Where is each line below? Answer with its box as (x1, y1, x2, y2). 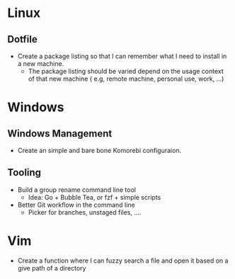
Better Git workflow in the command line (17, 200, 136, 209)
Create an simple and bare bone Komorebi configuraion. (17, 147, 182, 154)
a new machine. (17, 59, 64, 68)
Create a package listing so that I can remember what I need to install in (17, 52, 227, 60)
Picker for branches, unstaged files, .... (28, 207, 142, 217)
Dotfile (7, 33, 38, 45)
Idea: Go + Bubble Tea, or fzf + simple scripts (28, 193, 161, 201)
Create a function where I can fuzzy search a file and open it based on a (17, 256, 229, 265)
